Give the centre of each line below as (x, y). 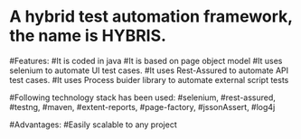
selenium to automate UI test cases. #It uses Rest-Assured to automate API (149, 70)
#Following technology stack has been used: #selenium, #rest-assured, (142, 97)
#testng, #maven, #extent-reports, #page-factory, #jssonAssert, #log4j (142, 107)
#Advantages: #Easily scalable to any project (94, 125)
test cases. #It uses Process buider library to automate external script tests (149, 79)
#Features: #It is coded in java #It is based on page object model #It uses (146, 60)
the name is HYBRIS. (88, 36)
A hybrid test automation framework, (151, 17)
